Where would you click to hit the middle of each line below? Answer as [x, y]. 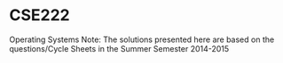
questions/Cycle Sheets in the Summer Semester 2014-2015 [119, 48]
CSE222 [39, 15]
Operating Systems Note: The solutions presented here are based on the [142, 39]
